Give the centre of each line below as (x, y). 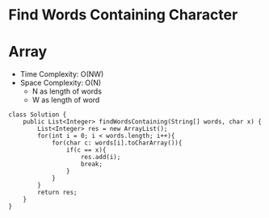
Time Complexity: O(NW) (62, 74)
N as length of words (67, 91)
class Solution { (38, 115)
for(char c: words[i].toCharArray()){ (117, 143)
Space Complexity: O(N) (61, 83)
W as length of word (66, 100)
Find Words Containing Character (123, 15)
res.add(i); (101, 157)
